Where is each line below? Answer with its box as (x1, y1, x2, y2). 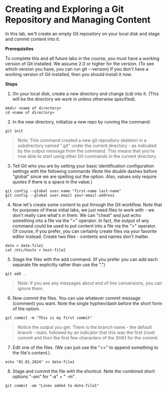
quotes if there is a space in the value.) (12, 178, 93, 184)
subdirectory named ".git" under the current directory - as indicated (17, 142, 157, 148)
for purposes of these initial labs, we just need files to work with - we (12, 206, 155, 213)
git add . (5, 271, 26, 276)
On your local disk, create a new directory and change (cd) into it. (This (12, 90, 159, 96)
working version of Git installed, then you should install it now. (5, 71, 133, 77)
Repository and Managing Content (5, 14, 151, 25)
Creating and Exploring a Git (5, 3, 124, 15)
